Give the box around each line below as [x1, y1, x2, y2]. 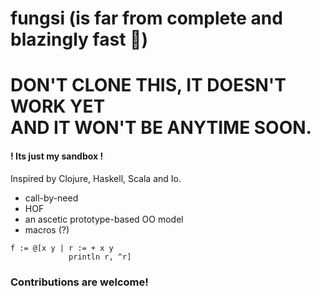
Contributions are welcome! [10, 275, 149, 289]
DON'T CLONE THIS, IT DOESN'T [10, 74, 287, 97]
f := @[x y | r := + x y [10, 243, 114, 253]
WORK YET [10, 95, 106, 118]
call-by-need [24, 192, 79, 204]
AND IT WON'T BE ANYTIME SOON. [10, 117, 312, 139]
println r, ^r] [68, 252, 132, 262]
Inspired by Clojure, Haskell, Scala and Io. [10, 172, 182, 184]
